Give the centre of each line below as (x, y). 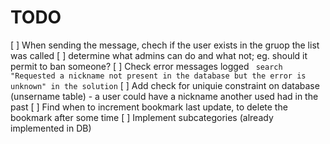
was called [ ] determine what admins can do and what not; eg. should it (159, 55)
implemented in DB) (51, 128)
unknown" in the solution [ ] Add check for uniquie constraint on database (165, 85)
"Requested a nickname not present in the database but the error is (158, 76)
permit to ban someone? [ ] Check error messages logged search (146, 66)
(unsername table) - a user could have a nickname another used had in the (164, 96)
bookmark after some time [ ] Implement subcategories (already (142, 117)
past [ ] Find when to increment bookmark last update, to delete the (149, 107)
